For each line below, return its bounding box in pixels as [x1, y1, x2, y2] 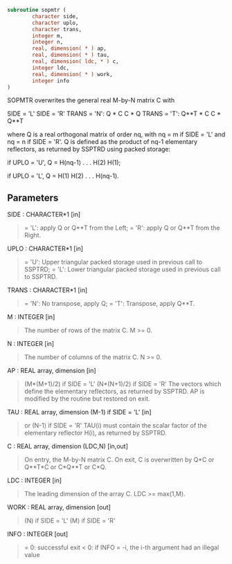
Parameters [7, 192, 59, 203]
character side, [32, 12, 79, 20]
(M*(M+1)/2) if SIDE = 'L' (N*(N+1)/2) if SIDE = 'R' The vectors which [24, 380, 222, 388]
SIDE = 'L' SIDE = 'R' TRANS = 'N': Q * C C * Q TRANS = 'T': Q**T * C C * [7, 109, 222, 118]
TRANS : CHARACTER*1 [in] [7, 286, 88, 294]
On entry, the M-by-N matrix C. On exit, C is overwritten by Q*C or [24, 455, 215, 464]
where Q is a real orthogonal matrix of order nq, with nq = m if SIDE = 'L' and [7, 130, 226, 138]
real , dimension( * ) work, [32, 71, 113, 78]
